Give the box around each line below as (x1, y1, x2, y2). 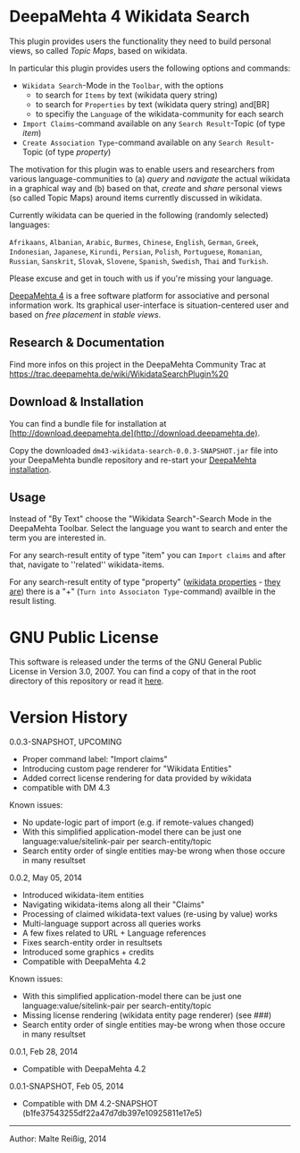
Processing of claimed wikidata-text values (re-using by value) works (21, 909, 279, 920)
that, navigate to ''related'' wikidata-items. (9, 559, 165, 570)
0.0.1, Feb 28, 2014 (9, 1047, 79, 1057)
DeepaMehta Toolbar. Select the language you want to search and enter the (9, 523, 288, 534)
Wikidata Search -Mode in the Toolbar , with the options (21, 80, 224, 90)
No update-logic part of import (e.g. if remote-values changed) (21, 817, 254, 828)
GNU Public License (9, 627, 159, 648)
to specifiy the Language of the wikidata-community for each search (35, 108, 284, 119)
